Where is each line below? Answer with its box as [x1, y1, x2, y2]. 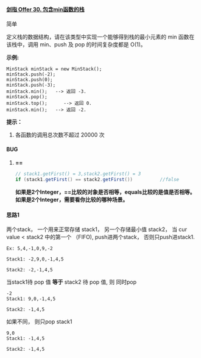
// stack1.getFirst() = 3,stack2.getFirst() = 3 [15, 171, 141, 177]
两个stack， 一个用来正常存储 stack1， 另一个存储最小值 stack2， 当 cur [6, 226, 188, 233]
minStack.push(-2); [6, 71, 56, 77]
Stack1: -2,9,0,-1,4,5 [6, 256, 64, 262]
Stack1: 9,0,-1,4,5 [6, 296, 56, 302]
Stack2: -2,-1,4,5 [6, 267, 53, 273]
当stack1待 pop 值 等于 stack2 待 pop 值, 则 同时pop [6, 278, 137, 286]
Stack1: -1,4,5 [6, 335, 45, 342]
